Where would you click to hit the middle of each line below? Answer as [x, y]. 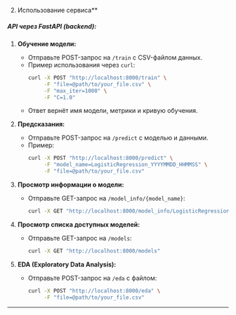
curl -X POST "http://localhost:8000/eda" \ [94, 290]
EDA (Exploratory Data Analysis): [67, 264]
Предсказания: [41, 124]
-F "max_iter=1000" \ [76, 91]
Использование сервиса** [58, 10]
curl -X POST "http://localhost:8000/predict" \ [100, 158]
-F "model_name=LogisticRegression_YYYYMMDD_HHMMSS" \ [126, 165]
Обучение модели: [47, 43]
